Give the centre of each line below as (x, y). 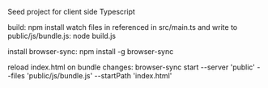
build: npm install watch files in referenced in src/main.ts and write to (123, 27)
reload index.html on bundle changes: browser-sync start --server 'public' (132, 67)
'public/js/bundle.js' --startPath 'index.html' (99, 75)
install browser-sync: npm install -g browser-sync (91, 51)
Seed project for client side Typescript (71, 12)
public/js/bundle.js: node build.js (62, 36)
